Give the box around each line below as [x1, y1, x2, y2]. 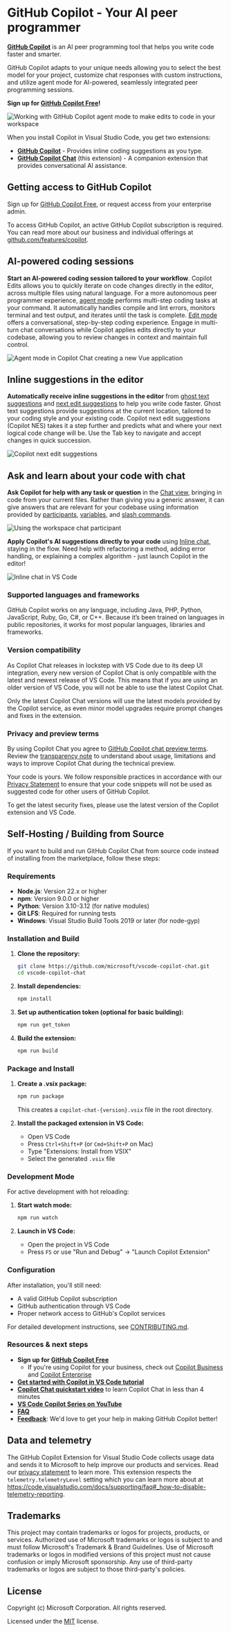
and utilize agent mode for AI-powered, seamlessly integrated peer [7, 78, 198, 86]
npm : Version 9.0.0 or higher [17, 895, 100, 903]
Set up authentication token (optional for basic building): [17, 1008, 184, 1017]
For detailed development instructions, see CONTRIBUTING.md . [7, 1323, 190, 1331]
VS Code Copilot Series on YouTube [17, 1400, 122, 1408]
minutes [17, 1392, 40, 1400]
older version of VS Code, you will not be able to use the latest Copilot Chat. [7, 683, 224, 692]
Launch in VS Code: [17, 1227, 76, 1235]
